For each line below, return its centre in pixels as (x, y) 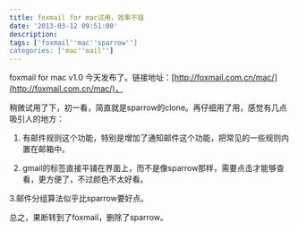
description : (34, 34)
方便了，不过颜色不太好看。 (97, 179)
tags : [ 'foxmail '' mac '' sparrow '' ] (74, 43)
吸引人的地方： (37, 119)
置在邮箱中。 (46, 150)
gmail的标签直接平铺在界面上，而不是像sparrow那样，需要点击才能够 (149, 168)
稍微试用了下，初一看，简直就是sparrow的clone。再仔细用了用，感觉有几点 (149, 107)
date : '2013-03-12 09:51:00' (64, 26)
